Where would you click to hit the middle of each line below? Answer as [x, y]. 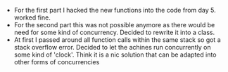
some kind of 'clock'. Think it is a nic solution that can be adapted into [115, 55]
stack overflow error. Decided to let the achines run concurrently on [112, 47]
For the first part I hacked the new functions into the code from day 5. [115, 10]
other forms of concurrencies [57, 62]
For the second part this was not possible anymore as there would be [114, 25]
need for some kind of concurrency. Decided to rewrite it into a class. [114, 32]
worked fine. [32, 17]
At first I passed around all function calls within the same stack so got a [117, 40]
